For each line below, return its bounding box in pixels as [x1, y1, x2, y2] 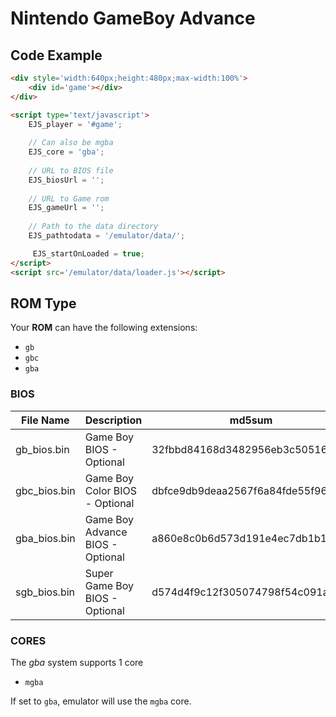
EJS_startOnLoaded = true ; [32, 248, 145, 259]
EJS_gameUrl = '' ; [28, 203, 105, 213]
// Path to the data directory [28, 222, 159, 232]
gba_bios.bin [15, 531, 76, 545]
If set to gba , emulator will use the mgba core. [10, 695, 192, 707]
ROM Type [10, 295, 77, 312]
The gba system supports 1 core [10, 656, 144, 668]
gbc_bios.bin [15, 483, 76, 497]
